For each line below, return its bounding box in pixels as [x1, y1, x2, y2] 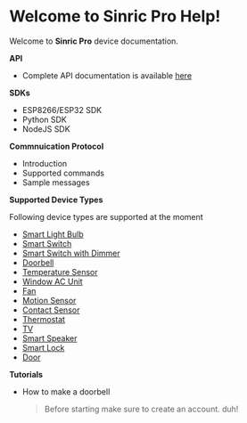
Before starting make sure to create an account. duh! [44, 403, 239, 414]
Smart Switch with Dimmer [21, 248, 120, 258]
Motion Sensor [21, 295, 77, 305]
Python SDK [21, 114, 67, 125]
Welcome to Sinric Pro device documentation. [9, 36, 178, 46]
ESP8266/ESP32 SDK [21, 104, 103, 115]
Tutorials [9, 369, 43, 379]
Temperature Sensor [21, 266, 98, 277]
